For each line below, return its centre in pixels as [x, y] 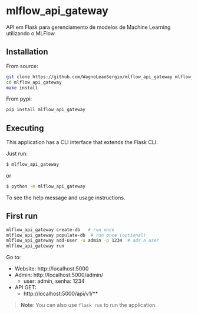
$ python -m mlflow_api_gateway [46, 186]
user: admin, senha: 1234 [54, 281]
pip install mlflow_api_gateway [46, 110]
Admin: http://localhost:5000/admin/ [59, 275]
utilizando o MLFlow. [31, 33]
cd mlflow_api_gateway [34, 82]
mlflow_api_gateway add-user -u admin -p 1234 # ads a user [83, 240]
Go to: [14, 258]
